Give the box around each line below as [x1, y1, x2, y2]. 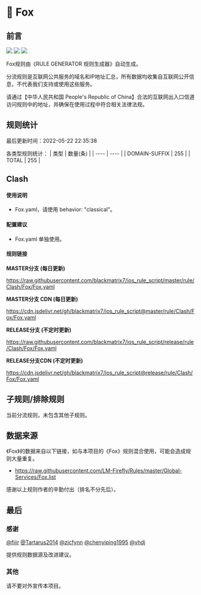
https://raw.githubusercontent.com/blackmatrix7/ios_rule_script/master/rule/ [6, 276, 195, 284]
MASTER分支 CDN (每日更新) [6, 295, 78, 303]
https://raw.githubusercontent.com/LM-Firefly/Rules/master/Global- [14, 467, 182, 474]
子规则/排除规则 [6, 394, 65, 405]
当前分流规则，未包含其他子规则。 [6, 411, 90, 418]
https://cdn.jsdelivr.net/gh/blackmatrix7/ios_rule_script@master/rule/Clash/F [6, 307, 195, 315]
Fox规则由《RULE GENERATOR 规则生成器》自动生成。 [6, 60, 142, 67]
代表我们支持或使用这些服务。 [22, 80, 96, 88]
